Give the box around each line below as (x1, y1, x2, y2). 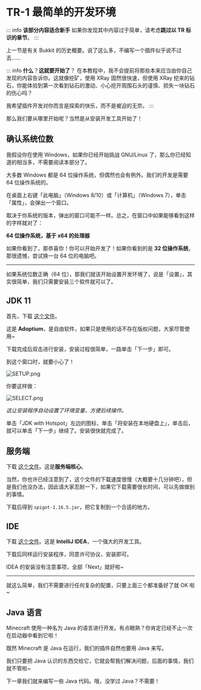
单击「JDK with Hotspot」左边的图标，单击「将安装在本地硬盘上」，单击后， (6, 419, 194, 426)
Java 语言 (6, 607, 42, 618)
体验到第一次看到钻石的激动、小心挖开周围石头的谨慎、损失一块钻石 (26, 81, 195, 89)
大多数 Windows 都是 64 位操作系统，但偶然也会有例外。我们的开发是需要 (6, 171, 188, 178)
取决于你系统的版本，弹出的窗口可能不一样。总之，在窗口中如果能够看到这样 (6, 211, 195, 219)
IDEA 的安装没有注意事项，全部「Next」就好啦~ (6, 564, 124, 571)
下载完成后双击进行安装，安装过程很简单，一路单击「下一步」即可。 (6, 345, 174, 352)
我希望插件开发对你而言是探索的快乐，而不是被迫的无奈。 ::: (6, 102, 154, 109)
